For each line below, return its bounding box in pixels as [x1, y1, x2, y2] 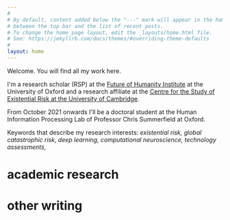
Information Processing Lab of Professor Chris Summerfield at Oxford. [7, 115, 205, 123]
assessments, [7, 143, 47, 151]
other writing [7, 198, 83, 214]
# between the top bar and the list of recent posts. [7, 23, 164, 29]
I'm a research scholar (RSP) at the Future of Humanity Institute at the [7, 80, 203, 88]
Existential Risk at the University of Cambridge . [7, 94, 140, 102]
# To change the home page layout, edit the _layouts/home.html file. [7, 29, 213, 36]
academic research [7, 167, 119, 182]
